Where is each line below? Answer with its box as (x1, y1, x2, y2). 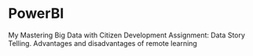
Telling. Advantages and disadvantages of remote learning (8, 38, 198, 47)
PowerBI (8, 5, 64, 23)
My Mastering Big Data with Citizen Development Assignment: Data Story (8, 30, 246, 40)
